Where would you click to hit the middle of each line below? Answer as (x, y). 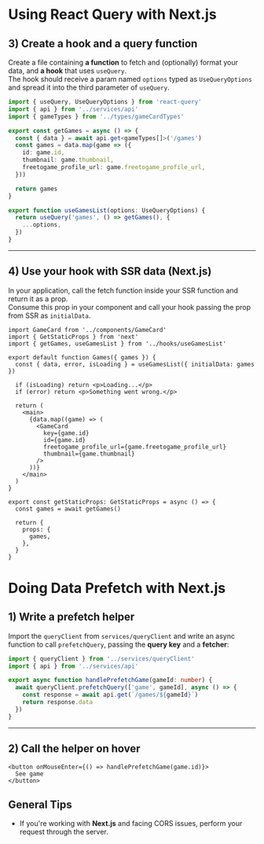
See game (29, 774)
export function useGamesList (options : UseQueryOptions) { (107, 210)
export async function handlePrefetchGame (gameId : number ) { (110, 680)
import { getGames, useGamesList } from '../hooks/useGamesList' (117, 344)
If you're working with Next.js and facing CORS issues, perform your (131, 824)
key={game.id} (66, 433)
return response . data (57, 702)
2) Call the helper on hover (74, 749)
